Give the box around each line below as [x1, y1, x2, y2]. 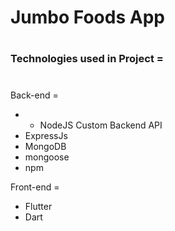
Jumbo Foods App [10, 6, 165, 29]
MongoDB [24, 140, 67, 152]
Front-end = [10, 181, 60, 193]
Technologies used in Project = [10, 52, 164, 66]
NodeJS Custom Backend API [39, 119, 163, 131]
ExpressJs [24, 129, 68, 141]
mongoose [24, 151, 70, 163]
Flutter [24, 200, 53, 212]
